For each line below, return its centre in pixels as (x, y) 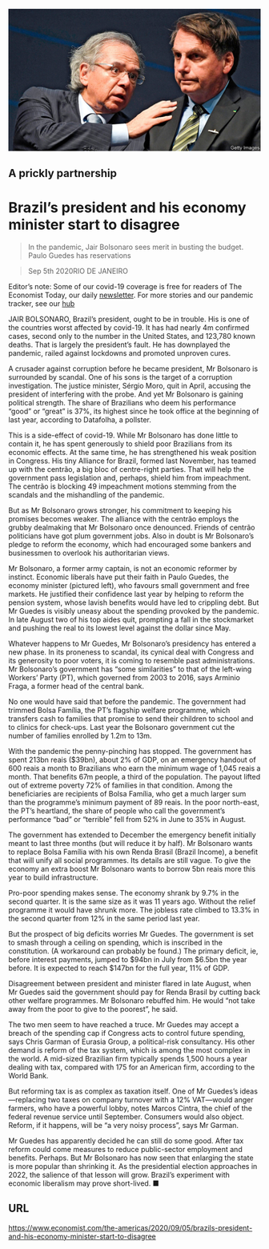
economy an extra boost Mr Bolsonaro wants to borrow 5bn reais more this (132, 868)
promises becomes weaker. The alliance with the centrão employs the (124, 518)
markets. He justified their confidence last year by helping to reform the (126, 594)
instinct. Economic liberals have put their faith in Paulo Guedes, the (119, 577)
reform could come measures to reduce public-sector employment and (125, 1149)
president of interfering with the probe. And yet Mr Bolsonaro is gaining (126, 394)
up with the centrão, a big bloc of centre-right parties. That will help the (126, 469)
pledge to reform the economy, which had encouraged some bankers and (130, 544)
